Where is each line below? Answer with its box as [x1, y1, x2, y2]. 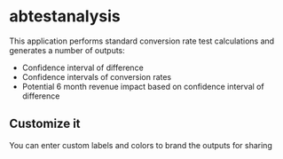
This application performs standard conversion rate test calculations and [9, 36, 275, 46]
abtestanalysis [9, 6, 122, 27]
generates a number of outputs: [9, 44, 126, 55]
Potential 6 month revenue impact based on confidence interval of [21, 81, 264, 91]
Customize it [9, 116, 82, 131]
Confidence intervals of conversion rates [21, 71, 172, 82]
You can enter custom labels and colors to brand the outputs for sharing [9, 139, 272, 150]
